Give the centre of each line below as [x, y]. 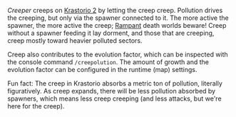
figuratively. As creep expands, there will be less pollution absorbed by [112, 91]
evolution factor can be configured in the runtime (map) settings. [102, 70]
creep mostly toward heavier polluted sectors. [75, 41]
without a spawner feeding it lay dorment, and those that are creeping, [111, 33]
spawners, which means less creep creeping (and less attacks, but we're [115, 98]
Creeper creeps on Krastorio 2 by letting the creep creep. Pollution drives [115, 10]
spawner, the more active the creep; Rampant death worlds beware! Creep [117, 25]
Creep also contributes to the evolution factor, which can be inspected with [118, 54]
